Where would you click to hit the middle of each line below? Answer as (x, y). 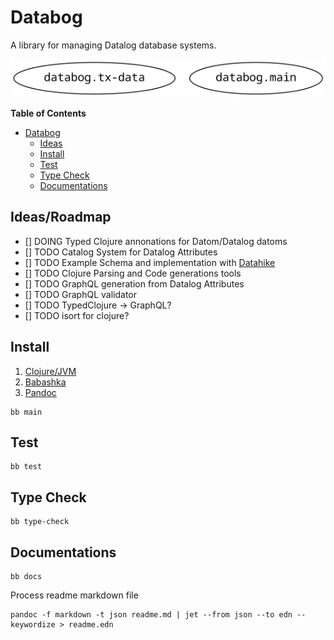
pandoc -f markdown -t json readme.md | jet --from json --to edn (151, 615)
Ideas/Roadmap (61, 217)
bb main (26, 412)
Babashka (45, 382)
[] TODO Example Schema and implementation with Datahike (150, 262)
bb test (26, 467)
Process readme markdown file (74, 595)
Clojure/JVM (50, 371)
